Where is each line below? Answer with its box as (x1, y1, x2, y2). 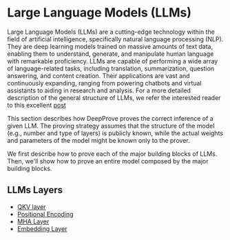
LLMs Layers (7, 184, 63, 196)
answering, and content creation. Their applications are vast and (7, 71, 191, 80)
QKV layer (17, 202, 46, 211)
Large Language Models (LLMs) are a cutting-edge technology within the (7, 28, 215, 36)
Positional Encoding (17, 210, 74, 218)
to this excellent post (7, 101, 67, 109)
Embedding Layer (17, 224, 67, 232)
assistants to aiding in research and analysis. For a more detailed (7, 86, 191, 94)
